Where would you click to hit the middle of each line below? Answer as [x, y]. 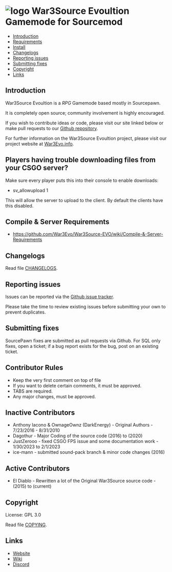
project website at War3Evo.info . [40, 143]
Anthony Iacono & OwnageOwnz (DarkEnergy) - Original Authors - [83, 425]
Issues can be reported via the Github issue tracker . [60, 297]
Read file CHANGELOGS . [31, 268]
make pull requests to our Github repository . [52, 128]
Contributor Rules [34, 368]
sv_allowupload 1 [30, 190]
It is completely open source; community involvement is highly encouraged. [85, 113]
